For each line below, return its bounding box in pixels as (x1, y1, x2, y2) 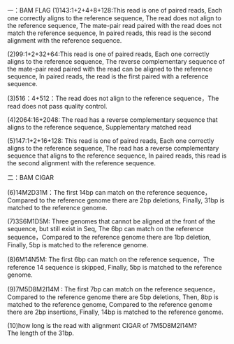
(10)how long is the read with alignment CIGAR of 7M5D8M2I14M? (7, 322, 198, 329)
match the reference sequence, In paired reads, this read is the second (7, 29, 212, 37)
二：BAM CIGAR (7, 174, 54, 181)
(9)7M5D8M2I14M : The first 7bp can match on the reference (7, 285, 183, 293)
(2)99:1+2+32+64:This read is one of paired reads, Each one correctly (7, 50, 210, 58)
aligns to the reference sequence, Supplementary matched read (7, 123, 191, 131)
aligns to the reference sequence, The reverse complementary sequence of (7, 57, 225, 65)
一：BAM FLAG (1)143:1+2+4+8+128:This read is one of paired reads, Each (7, 6, 223, 14)
